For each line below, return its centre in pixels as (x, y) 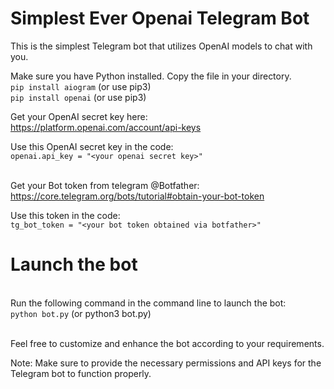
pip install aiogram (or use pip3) (81, 86)
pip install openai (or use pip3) (78, 97)
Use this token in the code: (65, 215)
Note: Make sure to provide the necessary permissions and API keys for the (166, 363)
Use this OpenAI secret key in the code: (92, 146)
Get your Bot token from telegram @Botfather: (105, 185)
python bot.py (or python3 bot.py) (81, 313)
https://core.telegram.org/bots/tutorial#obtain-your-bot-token (137, 196)
